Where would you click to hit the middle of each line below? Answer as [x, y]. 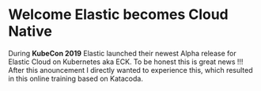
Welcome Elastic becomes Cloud [118, 15]
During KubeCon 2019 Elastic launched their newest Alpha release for [122, 53]
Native [30, 31]
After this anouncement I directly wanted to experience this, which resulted [130, 70]
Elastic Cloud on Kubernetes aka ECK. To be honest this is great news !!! [126, 62]
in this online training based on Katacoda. [76, 78]
